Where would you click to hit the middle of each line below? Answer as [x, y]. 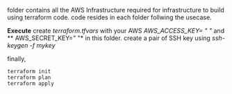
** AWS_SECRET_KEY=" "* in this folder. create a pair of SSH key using [109, 38]
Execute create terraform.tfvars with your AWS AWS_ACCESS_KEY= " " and [116, 31]
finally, [17, 59]
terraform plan [29, 77]
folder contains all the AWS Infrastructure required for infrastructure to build [116, 10]
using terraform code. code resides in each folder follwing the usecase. [109, 17]
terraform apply [31, 84]
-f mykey [42, 45]
